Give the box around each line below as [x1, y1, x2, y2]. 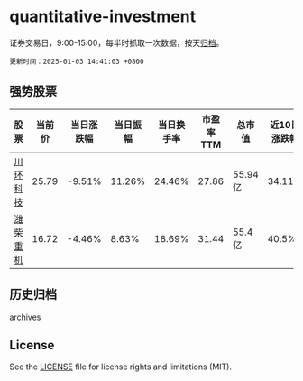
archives [9, 311, 41, 322]
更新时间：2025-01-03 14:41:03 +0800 [9, 57, 144, 66]
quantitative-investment [9, 6, 197, 27]
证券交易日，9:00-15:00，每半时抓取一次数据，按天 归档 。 [9, 37, 225, 48]
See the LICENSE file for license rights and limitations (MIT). [9, 361, 233, 372]
